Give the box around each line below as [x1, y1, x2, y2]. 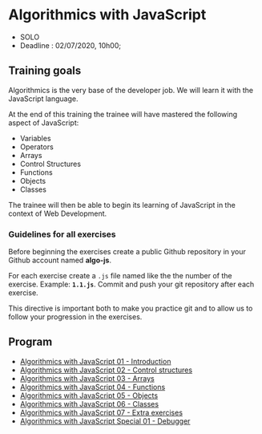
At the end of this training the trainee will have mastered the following [8, 109, 238, 119]
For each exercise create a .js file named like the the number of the [8, 271, 232, 281]
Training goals [8, 64, 82, 78]
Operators [19, 142, 54, 152]
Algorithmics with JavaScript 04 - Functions [19, 382, 166, 391]
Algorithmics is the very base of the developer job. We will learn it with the [8, 85, 254, 95]
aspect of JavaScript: [8, 118, 79, 128]
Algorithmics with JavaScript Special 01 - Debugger [19, 416, 191, 426]
